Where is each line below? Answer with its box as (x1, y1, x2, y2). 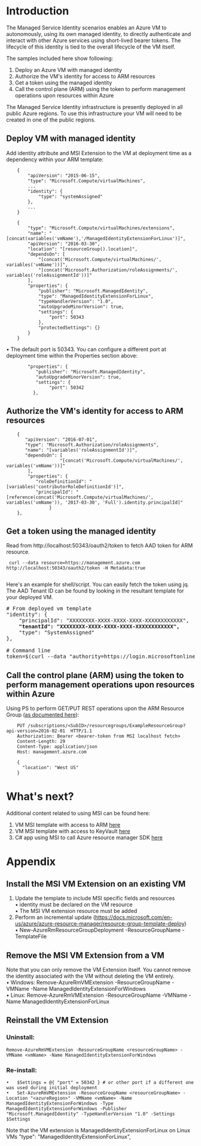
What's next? (6, 790, 74, 803)
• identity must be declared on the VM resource (14, 901, 133, 908)
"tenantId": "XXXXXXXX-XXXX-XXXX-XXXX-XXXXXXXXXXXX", (19, 623, 180, 630)
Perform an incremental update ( (14, 914, 96, 921)
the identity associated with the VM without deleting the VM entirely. (6, 972, 175, 979)
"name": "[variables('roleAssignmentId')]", (25, 447, 138, 453)
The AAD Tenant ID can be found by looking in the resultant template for (6, 587, 184, 594)
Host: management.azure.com (17, 749, 87, 755)
